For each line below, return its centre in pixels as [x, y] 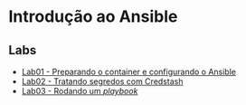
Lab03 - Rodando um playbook [80, 91]
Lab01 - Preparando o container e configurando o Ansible [129, 72]
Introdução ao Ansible [93, 17]
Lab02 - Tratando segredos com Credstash [102, 81]
